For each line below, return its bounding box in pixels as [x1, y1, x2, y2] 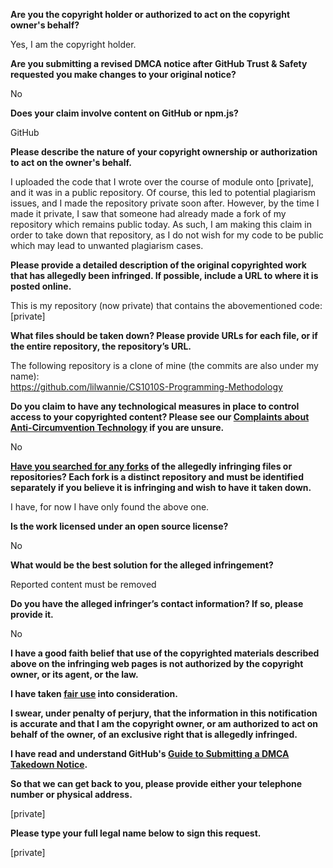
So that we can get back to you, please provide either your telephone [10, 778, 303, 789]
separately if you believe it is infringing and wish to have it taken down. [10, 482, 312, 493]
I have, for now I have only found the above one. [10, 501, 210, 513]
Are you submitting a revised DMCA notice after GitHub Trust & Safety [10, 58, 308, 69]
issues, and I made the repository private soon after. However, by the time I [10, 197, 320, 209]
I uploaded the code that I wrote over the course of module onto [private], [10, 176, 315, 188]
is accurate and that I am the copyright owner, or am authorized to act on [10, 718, 319, 729]
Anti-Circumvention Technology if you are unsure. [10, 422, 225, 433]
